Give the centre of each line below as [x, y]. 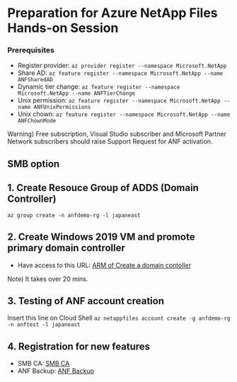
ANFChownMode [37, 121]
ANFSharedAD [35, 80]
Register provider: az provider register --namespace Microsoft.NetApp [122, 66]
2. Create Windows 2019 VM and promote [101, 237]
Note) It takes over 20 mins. [48, 279]
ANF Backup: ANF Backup [56, 371]
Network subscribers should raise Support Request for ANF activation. [110, 141]
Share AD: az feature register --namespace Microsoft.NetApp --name [120, 73]
